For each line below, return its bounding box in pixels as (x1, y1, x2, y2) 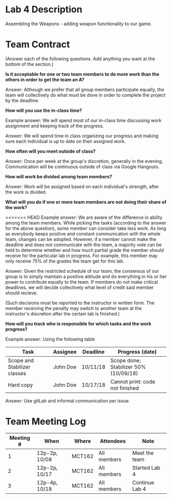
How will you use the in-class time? (5, 107, 82, 114)
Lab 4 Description (5, 4, 83, 15)
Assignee (53, 348, 77, 355)
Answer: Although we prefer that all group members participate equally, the (5, 86, 164, 93)
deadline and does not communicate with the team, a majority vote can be (5, 242, 162, 248)
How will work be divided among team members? (5, 173, 113, 179)
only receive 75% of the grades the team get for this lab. (5, 258, 124, 264)
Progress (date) (117, 348, 157, 355)
